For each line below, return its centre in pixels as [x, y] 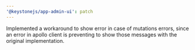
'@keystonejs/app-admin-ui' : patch [50, 11]
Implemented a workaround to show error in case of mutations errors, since [97, 28]
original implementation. [35, 41]
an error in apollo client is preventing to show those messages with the [92, 34]
